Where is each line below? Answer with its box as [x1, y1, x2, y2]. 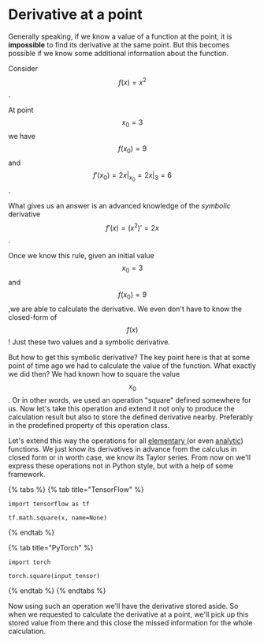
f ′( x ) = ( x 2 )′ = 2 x [106, 222, 159, 232]
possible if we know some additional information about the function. [8, 48, 229, 58]
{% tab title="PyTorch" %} [8, 543, 94, 553]
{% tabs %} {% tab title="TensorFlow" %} [8, 485, 144, 494]
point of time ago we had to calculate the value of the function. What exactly [8, 361, 256, 370]
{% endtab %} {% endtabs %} [8, 586, 106, 595]
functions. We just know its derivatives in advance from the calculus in [8, 445, 237, 454]
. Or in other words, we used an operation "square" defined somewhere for [8, 396, 251, 405]
